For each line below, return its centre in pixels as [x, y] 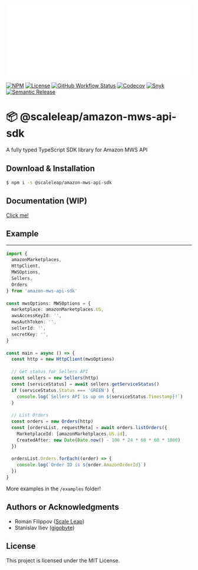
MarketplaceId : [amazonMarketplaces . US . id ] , [72, 434]
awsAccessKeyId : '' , [37, 316]
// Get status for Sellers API [50, 372]
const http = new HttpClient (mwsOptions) [63, 359]
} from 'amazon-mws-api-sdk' [42, 291]
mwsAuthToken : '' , [34, 322]
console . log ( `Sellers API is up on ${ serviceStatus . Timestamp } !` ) [100, 397]
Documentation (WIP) [47, 201]
